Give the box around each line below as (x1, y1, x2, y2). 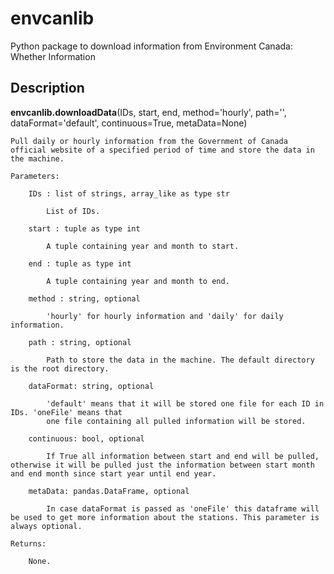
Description (10, 80, 85, 97)
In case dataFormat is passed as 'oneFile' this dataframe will (46, 503, 320, 514)
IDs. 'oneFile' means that (10, 407, 123, 417)
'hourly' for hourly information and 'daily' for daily (46, 311, 284, 321)
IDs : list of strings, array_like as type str (28, 188, 230, 199)
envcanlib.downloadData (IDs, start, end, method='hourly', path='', (10, 106, 287, 118)
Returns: (10, 538, 47, 549)
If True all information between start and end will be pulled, (46, 451, 320, 461)
